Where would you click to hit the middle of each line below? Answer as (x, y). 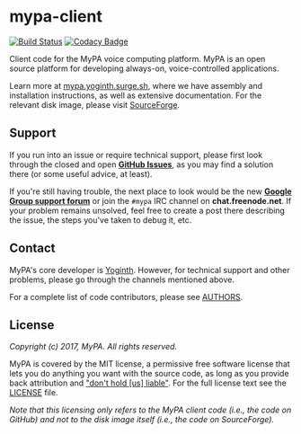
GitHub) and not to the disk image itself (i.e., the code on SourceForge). (142, 420)
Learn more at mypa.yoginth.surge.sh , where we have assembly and (136, 85)
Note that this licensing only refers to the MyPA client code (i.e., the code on (150, 410)
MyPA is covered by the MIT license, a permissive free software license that (150, 364)
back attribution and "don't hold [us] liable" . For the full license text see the (148, 383)
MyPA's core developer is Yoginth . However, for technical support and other (150, 270)
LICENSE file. (34, 393)
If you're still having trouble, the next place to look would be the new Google (150, 191)
